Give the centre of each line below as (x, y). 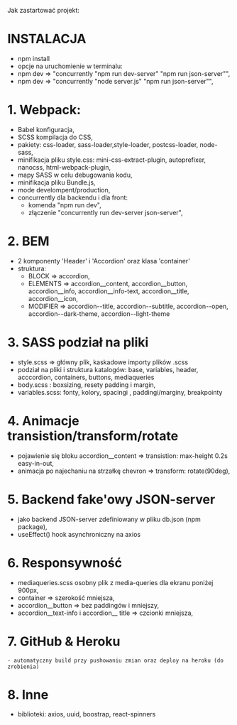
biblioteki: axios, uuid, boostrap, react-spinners (87, 714)
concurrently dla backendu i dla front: (73, 197)
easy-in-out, (36, 463)
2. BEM (28, 241)
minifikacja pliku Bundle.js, (56, 182)
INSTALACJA (47, 39)
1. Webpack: (44, 110)
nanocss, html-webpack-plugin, (64, 167)
